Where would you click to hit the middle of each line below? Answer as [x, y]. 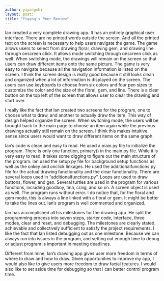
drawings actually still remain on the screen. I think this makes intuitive [76, 131]
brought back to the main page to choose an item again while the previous [80, 126]
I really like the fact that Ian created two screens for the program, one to [78, 110]
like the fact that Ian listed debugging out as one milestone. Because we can [82, 233]
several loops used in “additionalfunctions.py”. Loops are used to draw [77, 177]
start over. [15, 101]
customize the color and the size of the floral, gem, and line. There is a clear [82, 90]
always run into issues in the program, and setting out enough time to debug [82, 239]
